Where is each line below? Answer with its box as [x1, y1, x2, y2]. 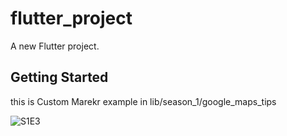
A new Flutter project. [10, 40, 100, 52]
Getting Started [10, 69, 109, 86]
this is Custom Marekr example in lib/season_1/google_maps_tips [10, 95, 277, 107]
